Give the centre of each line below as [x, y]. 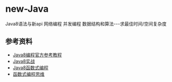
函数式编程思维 [28, 74]
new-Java [27, 9]
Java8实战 [24, 61]
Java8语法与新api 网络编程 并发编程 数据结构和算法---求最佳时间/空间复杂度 [86, 24]
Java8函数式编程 [31, 68]
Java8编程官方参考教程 [37, 55]
